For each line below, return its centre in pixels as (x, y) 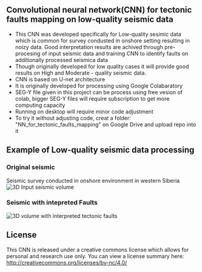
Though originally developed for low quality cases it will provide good (102, 66)
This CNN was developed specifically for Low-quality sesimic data (98, 34)
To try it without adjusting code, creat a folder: (73, 118)
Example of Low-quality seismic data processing (100, 150)
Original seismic (31, 168)
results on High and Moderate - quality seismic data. (81, 73)
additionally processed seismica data (61, 59)
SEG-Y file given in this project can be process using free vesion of (99, 92)
